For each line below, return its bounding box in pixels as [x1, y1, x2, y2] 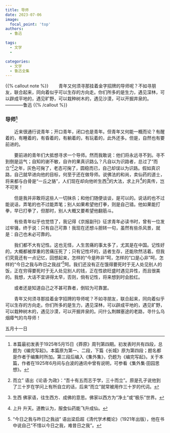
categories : [5, 59, 30, 64]
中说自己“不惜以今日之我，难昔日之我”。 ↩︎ [12, 422, 102, 428]
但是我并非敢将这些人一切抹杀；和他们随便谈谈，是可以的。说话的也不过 [14, 195, 165, 201]
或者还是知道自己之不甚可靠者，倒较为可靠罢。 [14, 285, 112, 291]
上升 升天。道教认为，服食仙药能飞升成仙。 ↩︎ [12, 405, 108, 411]
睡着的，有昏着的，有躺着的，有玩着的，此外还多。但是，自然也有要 [22, 135, 165, 141]
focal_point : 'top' [10, 21, 51, 27]
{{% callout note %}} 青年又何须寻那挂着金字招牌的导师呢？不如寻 [5, 83, 152, 89]
